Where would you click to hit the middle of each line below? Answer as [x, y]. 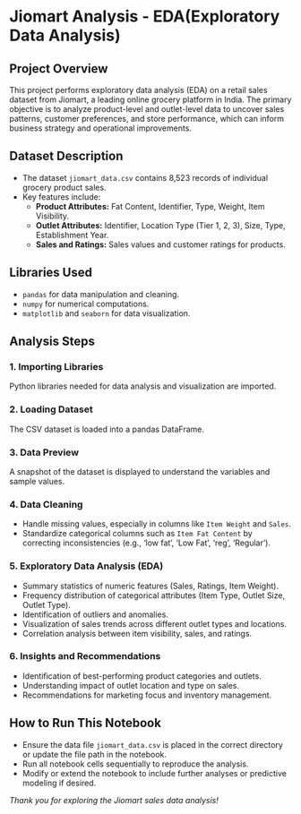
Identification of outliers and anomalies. [95, 614]
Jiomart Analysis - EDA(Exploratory [145, 17]
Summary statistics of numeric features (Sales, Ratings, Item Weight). [150, 586]
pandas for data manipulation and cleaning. [101, 294]
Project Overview [59, 69]
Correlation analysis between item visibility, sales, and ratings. [137, 633]
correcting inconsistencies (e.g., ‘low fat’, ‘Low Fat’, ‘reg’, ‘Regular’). [146, 543]
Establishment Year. [72, 235]
